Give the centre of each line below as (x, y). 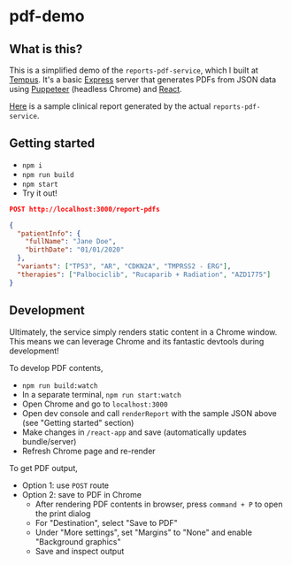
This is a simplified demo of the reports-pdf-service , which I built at (134, 70)
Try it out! (39, 193)
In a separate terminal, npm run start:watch (101, 394)
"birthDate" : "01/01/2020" (75, 250)
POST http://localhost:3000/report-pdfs (85, 209)
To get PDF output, (43, 468)
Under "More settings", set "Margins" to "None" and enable (143, 532)
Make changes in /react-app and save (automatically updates (134, 432)
